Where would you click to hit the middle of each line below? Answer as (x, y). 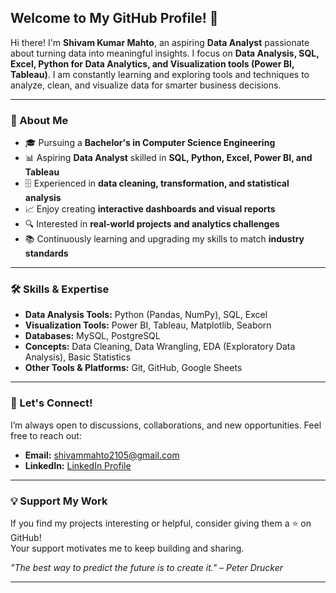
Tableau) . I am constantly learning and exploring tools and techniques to (160, 74)
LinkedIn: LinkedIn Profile (78, 465)
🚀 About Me (39, 120)
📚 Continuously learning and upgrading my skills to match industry (164, 239)
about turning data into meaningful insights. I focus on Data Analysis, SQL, (165, 53)
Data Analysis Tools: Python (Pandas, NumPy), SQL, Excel (146, 315)
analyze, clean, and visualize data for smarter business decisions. (146, 85)
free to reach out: (46, 435)
